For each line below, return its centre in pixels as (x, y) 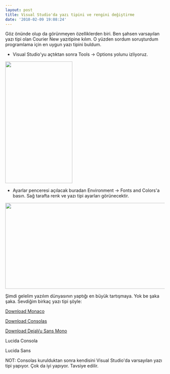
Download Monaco (25, 311)
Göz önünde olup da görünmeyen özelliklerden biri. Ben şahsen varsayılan (82, 34)
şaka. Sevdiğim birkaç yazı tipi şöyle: (44, 301)
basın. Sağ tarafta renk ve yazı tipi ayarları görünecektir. (71, 196)
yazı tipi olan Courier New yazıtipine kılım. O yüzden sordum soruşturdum (82, 39)
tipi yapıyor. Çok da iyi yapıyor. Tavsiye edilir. (52, 366)
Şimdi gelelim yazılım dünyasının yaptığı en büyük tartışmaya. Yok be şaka (82, 296)
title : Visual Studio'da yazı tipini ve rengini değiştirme (70, 15)
